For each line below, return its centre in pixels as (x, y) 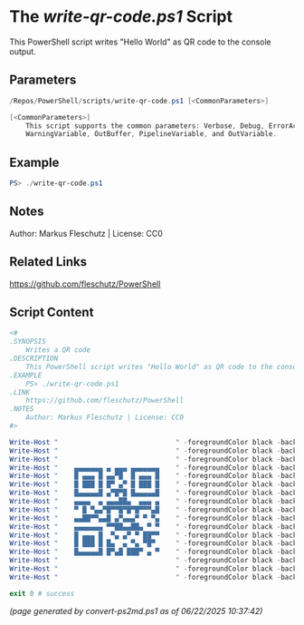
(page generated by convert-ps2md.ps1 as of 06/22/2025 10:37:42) (136, 610)
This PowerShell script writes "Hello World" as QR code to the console (140, 42)
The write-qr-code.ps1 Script (121, 17)
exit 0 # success (42, 593)
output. (23, 51)
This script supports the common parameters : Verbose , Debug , (145, 126)
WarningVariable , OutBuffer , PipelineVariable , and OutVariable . (152, 134)
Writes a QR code (58, 350)
